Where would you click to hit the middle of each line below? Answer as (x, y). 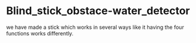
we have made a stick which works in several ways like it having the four (95, 27)
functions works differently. (40, 33)
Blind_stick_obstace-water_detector (98, 11)
